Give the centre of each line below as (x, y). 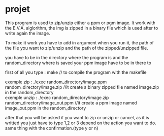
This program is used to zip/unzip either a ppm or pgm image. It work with (80, 23)
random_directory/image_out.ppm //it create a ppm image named (71, 102)
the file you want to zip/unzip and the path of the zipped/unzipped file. (77, 48)
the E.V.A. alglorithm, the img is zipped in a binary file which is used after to (82, 28)
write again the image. (28, 33)
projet (18, 9)
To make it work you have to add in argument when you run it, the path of (80, 42)
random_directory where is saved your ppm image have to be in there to (78, 63)
